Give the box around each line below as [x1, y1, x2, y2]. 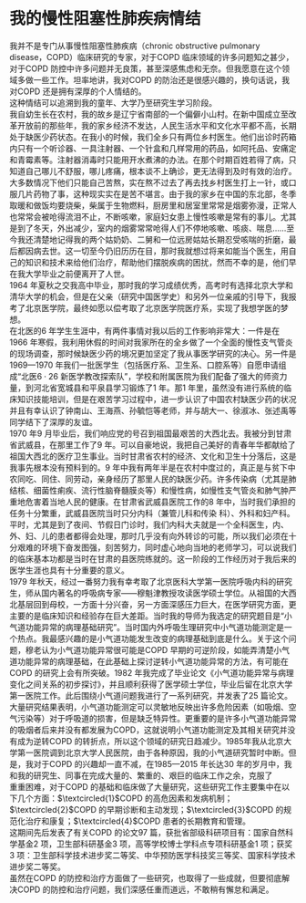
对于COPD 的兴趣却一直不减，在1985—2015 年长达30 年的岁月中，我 [33, 758, 292, 769]
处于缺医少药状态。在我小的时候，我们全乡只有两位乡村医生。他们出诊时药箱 [9, 131, 297, 142]
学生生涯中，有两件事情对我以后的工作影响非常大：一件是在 [56, 325, 280, 336]
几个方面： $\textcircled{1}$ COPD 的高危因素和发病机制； [16, 793, 233, 804]
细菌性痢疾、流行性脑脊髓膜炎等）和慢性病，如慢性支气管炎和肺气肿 [33, 484, 289, 495]
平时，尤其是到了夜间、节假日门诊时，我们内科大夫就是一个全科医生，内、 [9, 519, 289, 530]
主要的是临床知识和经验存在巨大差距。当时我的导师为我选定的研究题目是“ [9, 610, 285, 621]
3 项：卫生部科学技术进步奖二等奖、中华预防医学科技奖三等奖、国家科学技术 [9, 849, 296, 860]
